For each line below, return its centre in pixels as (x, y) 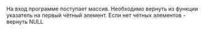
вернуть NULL (25, 22)
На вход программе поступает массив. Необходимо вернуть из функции (102, 9)
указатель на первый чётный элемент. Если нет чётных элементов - (96, 15)
